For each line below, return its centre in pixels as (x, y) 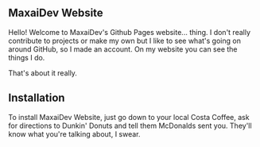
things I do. (27, 57)
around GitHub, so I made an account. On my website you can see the (123, 49)
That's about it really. (43, 73)
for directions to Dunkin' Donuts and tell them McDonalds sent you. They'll (130, 126)
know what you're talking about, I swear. (74, 133)
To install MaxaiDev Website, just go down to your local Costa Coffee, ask (129, 117)
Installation (37, 98)
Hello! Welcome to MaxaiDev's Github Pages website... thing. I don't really (130, 32)
